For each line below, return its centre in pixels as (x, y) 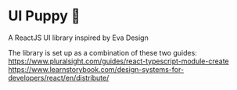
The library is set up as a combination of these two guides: (102, 52)
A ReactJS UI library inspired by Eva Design (78, 38)
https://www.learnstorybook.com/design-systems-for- (96, 69)
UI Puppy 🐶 (44, 16)
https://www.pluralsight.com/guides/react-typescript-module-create (118, 61)
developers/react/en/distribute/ (59, 77)
